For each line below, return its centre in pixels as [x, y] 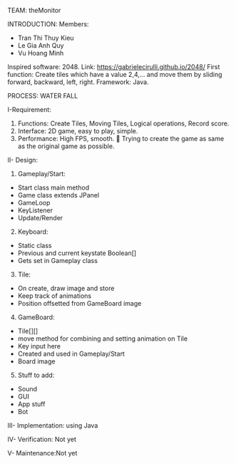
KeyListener [35, 210]
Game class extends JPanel [58, 195]
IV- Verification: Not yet [42, 439]
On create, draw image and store [66, 288]
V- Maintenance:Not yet [42, 453]
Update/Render [40, 218]
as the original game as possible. [66, 146]
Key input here [39, 346]
